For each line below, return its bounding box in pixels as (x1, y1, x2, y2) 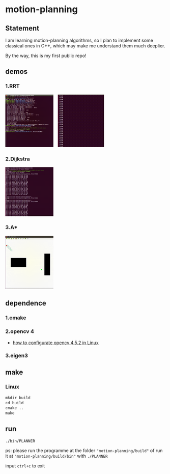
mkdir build (5, 396, 31, 401)
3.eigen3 (5, 352, 28, 359)
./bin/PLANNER (5, 438, 36, 443)
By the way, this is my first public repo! (5, 52, 87, 59)
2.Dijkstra (5, 155, 31, 162)
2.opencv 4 (5, 328, 35, 335)
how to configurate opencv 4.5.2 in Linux (12, 340, 99, 346)
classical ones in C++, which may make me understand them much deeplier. (5, 43, 165, 49)
